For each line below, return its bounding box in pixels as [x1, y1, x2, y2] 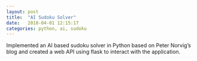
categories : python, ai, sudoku [6, 25, 87, 32]
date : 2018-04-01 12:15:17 [6, 20, 79, 26]
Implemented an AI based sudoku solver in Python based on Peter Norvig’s [6, 42, 192, 49]
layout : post [6, 8, 39, 15]
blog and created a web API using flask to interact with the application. [6, 48, 181, 56]
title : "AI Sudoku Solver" [6, 14, 77, 20]
